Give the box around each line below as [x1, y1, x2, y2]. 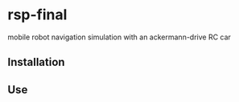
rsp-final [7, 6, 68, 24]
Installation [7, 55, 65, 69]
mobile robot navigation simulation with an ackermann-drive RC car [7, 32, 231, 42]
